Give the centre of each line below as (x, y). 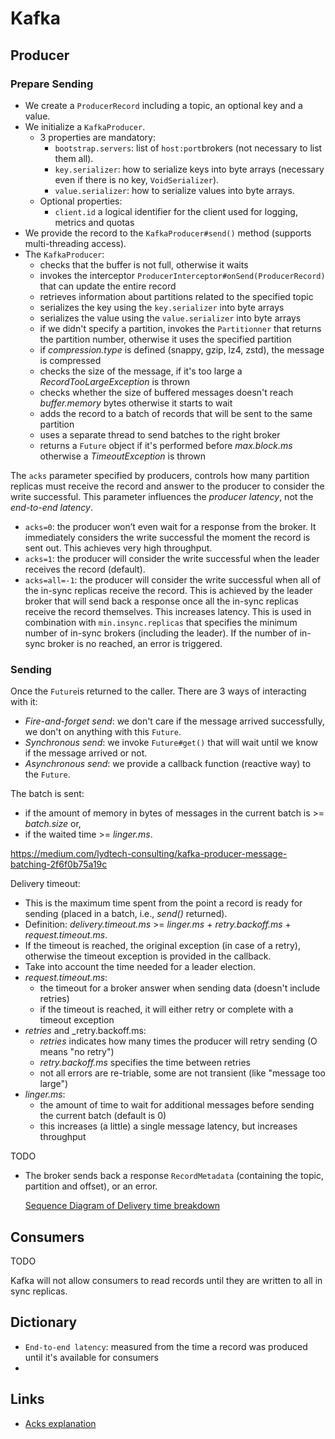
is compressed (70, 360)
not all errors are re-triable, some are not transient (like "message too (182, 1073)
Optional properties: (81, 201)
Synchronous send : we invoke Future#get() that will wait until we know (171, 743)
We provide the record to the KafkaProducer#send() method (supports (168, 233)
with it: (24, 702)
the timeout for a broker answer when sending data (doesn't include (180, 988)
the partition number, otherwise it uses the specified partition (165, 339)
